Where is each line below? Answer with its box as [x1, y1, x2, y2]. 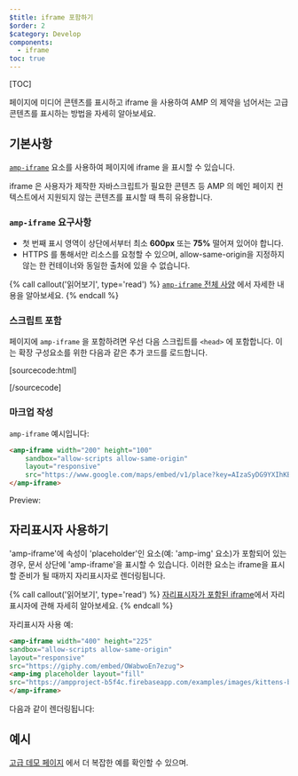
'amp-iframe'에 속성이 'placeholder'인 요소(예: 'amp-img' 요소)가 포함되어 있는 [9, 548, 287, 558]
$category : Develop [9, 29, 82, 38]
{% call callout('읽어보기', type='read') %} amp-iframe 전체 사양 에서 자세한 [9, 279, 276, 289]
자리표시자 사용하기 [9, 523, 109, 538]
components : [9, 37, 53, 47]
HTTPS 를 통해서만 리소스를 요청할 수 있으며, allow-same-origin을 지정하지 [21, 249, 286, 260]
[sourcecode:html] [9, 365, 77, 376]
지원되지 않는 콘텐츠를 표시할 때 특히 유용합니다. [47, 192, 213, 202]
